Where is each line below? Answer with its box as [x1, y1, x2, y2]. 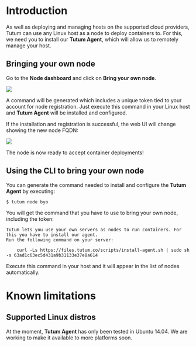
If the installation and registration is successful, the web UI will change [6, 120, 176, 127]
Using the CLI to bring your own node [6, 166, 145, 176]
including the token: [6, 215, 54, 223]
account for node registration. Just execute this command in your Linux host [6, 103, 190, 110]
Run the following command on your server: [6, 237, 114, 243]
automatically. [6, 269, 40, 276]
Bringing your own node [6, 59, 95, 69]
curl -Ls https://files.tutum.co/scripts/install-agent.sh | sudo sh [16, 247, 190, 253]
